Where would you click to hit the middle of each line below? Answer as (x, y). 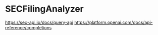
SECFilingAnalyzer (45, 9)
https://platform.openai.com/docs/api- (113, 22)
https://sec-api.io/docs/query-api (39, 22)
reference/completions (28, 27)
